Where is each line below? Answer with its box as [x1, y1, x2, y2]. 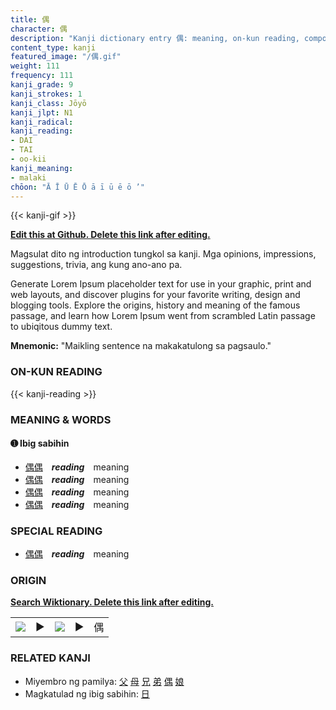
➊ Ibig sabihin [10, 437, 70, 450]
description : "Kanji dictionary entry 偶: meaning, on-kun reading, [10, 33, 300, 43]
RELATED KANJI [10, 651, 91, 665]
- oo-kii [10, 154, 47, 164]
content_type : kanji [10, 42, 97, 53]
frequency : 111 [10, 71, 74, 81]
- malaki [10, 172, 47, 183]
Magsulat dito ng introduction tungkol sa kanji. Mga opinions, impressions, [10, 248, 317, 260]
